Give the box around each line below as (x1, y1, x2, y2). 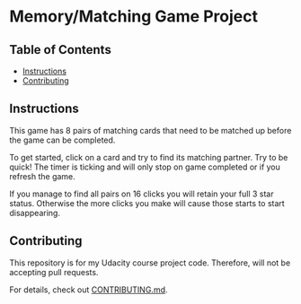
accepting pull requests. (9, 266, 99, 277)
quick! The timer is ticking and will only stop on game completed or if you (9, 161, 281, 172)
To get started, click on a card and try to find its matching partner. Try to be (9, 152, 288, 162)
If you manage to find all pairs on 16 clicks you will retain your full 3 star (9, 188, 274, 199)
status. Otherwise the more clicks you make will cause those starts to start (9, 197, 285, 208)
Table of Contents (9, 42, 112, 57)
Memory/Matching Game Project (9, 6, 259, 27)
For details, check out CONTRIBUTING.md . (9, 284, 168, 295)
